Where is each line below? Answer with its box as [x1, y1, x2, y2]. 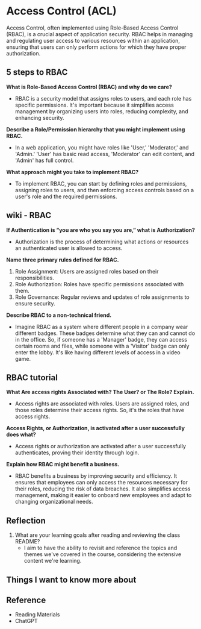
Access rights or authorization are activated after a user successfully [14, 443, 187, 450]
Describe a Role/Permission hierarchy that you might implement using [6, 125, 185, 133]
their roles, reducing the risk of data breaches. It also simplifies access [14, 485, 191, 492]
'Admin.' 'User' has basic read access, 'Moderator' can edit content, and [14, 150, 194, 157]
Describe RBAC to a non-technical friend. [6, 311, 112, 319]
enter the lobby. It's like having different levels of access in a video [14, 348, 181, 356]
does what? [6, 431, 36, 438]
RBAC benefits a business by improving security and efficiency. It [14, 472, 178, 480]
